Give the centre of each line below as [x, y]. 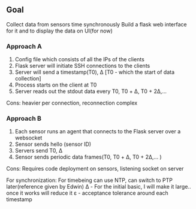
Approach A [24, 46]
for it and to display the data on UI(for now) [59, 31]
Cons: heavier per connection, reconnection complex [72, 103]
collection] [28, 79]
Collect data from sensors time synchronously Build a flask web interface [97, 24]
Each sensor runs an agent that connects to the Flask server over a [98, 132]
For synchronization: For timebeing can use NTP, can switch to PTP [89, 180]
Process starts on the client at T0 [56, 85]
